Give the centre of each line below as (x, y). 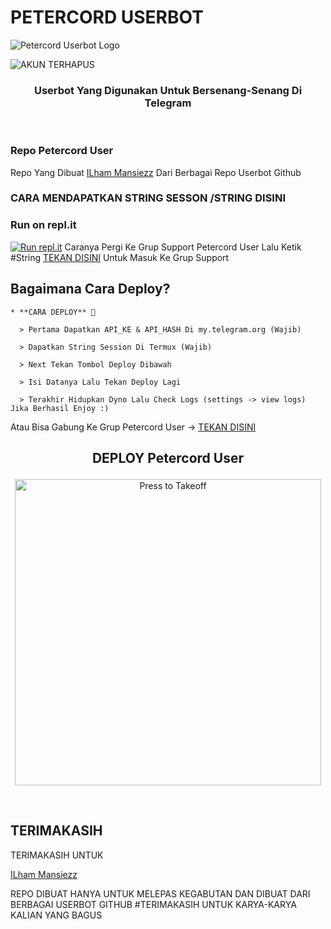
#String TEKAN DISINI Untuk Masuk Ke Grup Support (120, 257)
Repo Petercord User (62, 151)
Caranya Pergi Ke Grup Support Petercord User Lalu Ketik (183, 247)
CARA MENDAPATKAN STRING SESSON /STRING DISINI (148, 198)
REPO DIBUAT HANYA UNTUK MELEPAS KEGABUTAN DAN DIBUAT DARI (160, 893)
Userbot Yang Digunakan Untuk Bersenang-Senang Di (168, 90)
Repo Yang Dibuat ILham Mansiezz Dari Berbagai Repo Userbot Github (156, 172)
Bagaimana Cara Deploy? (90, 289)
